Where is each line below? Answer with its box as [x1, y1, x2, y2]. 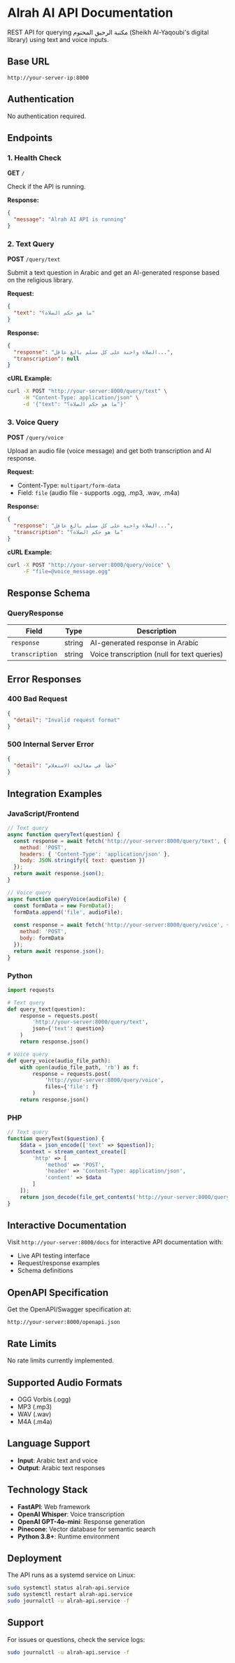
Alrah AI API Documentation [7, 5, 173, 21]
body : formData [20, 935, 64, 942]
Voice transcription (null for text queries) [90, 649, 224, 659]
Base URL [7, 56, 50, 68]
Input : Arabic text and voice [17, 1456, 98, 1464]
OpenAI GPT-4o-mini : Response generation [17, 1517, 145, 1525]
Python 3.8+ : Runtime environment [17, 1532, 120, 1541]
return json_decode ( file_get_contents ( [20, 1193, 136, 1200]
